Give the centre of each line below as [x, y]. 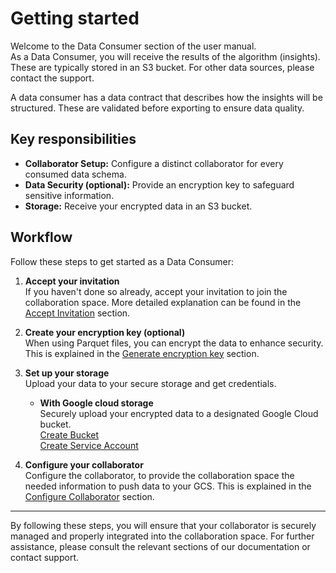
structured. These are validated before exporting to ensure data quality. [157, 108]
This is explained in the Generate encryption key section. [142, 353]
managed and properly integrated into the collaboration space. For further [162, 536]
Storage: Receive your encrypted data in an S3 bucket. [138, 206]
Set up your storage [67, 373]
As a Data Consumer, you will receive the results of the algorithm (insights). [165, 56]
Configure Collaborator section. [89, 496]
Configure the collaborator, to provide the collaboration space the [159, 475]
